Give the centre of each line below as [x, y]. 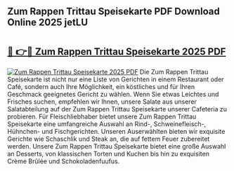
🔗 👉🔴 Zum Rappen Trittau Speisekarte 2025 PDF [117, 52]
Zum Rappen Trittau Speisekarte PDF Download [113, 12]
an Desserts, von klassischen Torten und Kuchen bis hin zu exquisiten [108, 154]
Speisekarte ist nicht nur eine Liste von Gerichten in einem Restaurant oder [116, 79]
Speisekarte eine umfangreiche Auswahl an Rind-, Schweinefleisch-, [107, 124]
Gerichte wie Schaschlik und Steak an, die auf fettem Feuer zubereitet [109, 139]
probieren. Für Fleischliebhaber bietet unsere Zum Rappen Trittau [102, 116]
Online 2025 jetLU [48, 23]
